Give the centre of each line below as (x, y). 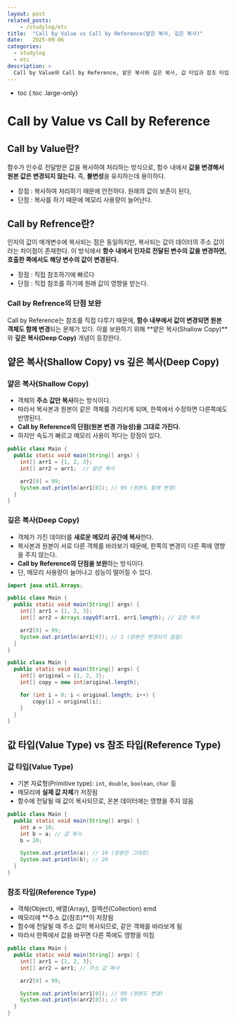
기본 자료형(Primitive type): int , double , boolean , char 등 (97, 783)
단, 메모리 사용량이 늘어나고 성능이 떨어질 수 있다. (85, 572)
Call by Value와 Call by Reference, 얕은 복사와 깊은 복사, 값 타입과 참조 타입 (122, 72)
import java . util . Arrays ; (45, 585)
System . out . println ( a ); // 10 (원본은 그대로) (85, 853)
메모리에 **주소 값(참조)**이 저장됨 (65, 917)
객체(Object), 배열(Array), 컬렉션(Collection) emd (87, 909)
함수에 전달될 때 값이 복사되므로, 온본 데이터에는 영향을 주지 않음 (105, 801)
